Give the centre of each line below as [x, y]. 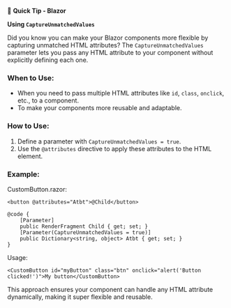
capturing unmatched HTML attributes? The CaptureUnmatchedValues [105, 45]
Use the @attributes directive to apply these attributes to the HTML [114, 148]
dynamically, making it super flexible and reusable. [80, 297]
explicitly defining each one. [48, 60]
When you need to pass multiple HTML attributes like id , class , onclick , [121, 93]
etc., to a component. [48, 100]
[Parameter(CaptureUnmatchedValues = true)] [85, 232]
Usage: [17, 257]
